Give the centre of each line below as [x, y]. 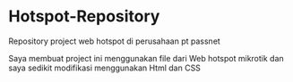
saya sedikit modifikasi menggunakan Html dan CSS [104, 68]
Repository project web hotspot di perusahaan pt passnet [114, 41]
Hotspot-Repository [84, 16]
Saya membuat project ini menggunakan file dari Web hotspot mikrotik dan [146, 58]
